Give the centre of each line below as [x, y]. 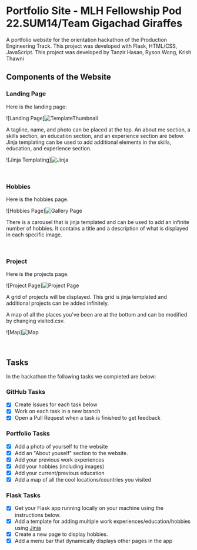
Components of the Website [59, 77]
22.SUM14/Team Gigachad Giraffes [94, 23]
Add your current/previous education [59, 473]
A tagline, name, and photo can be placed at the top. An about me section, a [98, 129]
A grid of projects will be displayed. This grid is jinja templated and [87, 297]
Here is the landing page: [37, 107]
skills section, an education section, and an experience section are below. [95, 136]
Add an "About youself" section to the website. [71, 453]
